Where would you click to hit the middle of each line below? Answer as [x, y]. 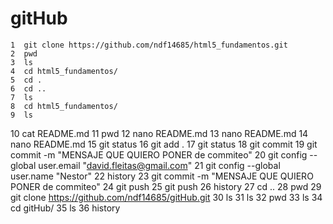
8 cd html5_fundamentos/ [64, 106]
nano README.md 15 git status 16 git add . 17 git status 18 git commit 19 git [164, 144]
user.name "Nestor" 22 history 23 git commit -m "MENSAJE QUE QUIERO [162, 176]
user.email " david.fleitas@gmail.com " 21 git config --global [159, 165]
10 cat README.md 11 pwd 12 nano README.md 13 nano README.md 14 [159, 133]
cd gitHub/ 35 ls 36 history [65, 208]
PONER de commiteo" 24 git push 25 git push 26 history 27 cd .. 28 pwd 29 [166, 186]
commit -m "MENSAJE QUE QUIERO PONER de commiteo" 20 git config [159, 154]
